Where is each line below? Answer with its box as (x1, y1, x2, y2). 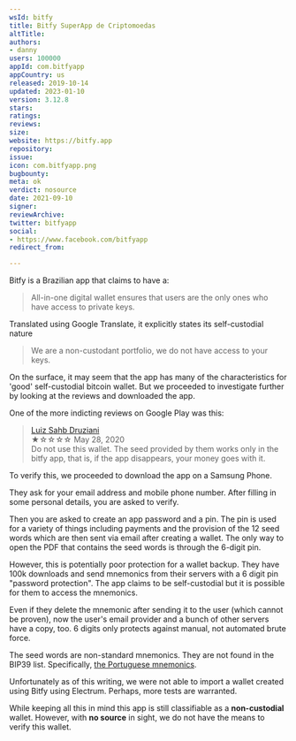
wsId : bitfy (9, 12, 53, 22)
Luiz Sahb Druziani (30, 425, 100, 436)
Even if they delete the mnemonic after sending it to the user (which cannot (9, 605, 284, 615)
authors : (9, 37, 42, 47)
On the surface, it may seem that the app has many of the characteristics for (9, 372, 287, 383)
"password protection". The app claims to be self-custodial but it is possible (9, 578, 285, 589)
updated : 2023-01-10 (9, 87, 86, 95)
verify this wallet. (9, 722, 72, 732)
